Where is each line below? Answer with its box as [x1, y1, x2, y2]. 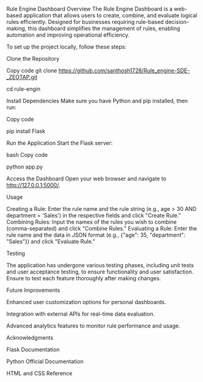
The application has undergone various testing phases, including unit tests [6, 262, 194, 269]
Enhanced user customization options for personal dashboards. [6, 299, 166, 305]
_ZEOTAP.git [6, 74, 38, 80]
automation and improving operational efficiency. [6, 31, 130, 39]
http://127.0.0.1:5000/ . [6, 181, 61, 189]
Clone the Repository [6, 55, 60, 62]
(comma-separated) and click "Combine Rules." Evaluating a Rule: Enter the [6, 225, 197, 232]
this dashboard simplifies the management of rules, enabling [28, 25, 180, 32]
